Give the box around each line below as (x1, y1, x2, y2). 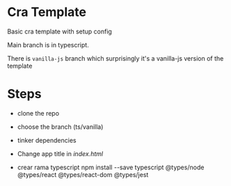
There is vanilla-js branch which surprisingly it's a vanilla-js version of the (7, 54, 224, 63)
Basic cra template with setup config (7, 27, 113, 36)
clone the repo (17, 109, 60, 117)
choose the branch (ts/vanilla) (17, 123, 104, 131)
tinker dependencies (17, 136, 77, 144)
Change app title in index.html (17, 149, 103, 157)
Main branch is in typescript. (7, 40, 89, 49)
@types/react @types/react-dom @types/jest (17, 170, 149, 178)
